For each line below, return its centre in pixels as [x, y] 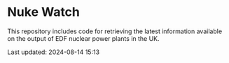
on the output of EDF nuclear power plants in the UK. [83, 38]
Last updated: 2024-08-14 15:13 [54, 52]
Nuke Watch [44, 12]
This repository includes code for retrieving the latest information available [115, 31]
